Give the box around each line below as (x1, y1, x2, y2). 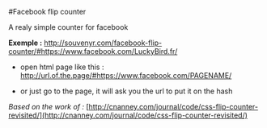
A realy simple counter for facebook (8, 23, 129, 31)
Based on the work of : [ (8, 102, 89, 111)
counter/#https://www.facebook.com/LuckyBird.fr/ (8, 47, 178, 56)
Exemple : (8, 38, 43, 47)
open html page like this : (19, 62, 104, 72)
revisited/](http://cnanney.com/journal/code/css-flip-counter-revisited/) (8, 110, 248, 120)
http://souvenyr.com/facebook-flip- (44, 38, 163, 47)
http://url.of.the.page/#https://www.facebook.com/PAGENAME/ (19, 71, 232, 80)
